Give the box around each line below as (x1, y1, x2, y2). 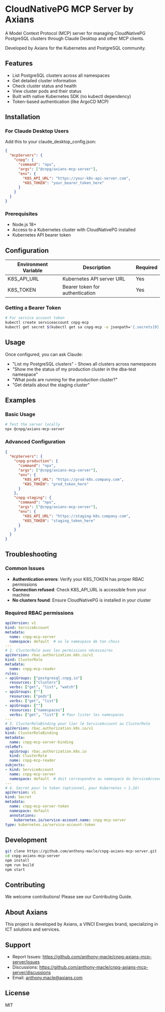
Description (82, 264, 111, 271)
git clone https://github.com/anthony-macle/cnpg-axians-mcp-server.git (5, 849, 157, 854)
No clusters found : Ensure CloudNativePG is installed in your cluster (12, 597, 151, 603)
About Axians (5, 908, 48, 916)
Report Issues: (12, 954, 42, 959)
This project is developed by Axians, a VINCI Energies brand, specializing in (5, 921, 158, 927)
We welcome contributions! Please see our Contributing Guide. (5, 894, 133, 900)
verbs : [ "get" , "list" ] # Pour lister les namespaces (9, 712, 124, 717)
